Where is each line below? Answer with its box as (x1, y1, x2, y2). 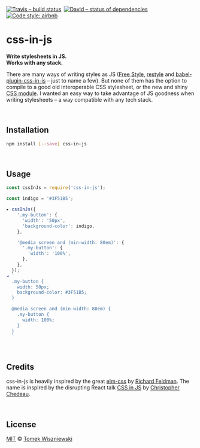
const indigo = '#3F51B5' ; (6, 196, 74, 202)
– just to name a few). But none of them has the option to (47, 77, 187, 84)
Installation (6, 125, 49, 135)
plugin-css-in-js (6, 77, 46, 84)
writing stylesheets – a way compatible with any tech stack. (6, 96, 153, 103)
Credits (6, 362, 35, 372)
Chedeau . (6, 391, 31, 398)
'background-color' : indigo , (22, 223, 95, 229)
